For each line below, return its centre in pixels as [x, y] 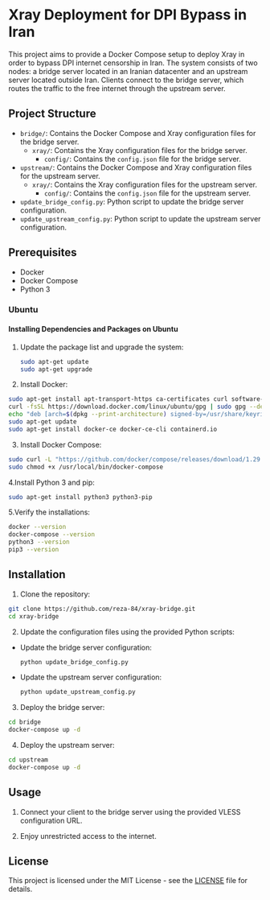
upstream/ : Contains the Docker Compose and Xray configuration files [136, 167]
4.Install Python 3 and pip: [51, 482]
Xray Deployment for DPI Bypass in [128, 15]
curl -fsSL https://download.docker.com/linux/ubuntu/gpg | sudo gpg [127, 407]
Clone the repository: [55, 594]
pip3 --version [34, 550]
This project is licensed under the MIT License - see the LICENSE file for [128, 881]
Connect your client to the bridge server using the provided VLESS [130, 811]
